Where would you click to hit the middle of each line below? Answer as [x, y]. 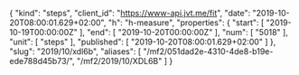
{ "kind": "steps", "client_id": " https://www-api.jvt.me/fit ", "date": [130, 13]
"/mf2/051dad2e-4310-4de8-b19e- [208, 52]
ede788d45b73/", [42, 61]
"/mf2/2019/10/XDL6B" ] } [125, 61]
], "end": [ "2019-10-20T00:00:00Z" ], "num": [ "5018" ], [184, 32]
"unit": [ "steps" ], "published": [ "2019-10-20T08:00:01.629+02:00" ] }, [143, 42]
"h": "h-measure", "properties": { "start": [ [186, 23]
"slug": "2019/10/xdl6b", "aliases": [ [75, 52]
